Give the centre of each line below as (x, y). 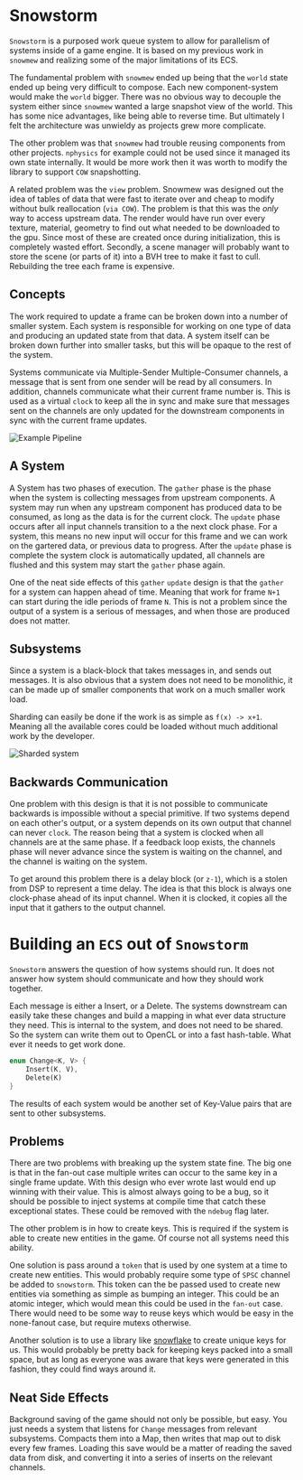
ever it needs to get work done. (68, 1044)
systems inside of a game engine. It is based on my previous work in (137, 50)
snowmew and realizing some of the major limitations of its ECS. (124, 60)
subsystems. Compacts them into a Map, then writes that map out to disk (145, 1438)
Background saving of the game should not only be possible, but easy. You (148, 1419)
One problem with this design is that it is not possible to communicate (139, 804)
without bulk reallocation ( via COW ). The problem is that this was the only (144, 208)
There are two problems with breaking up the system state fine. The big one (151, 1163)
